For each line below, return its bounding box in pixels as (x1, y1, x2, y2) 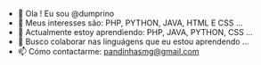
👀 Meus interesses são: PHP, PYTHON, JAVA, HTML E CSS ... (17, 18, 243, 28)
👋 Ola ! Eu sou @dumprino (17, 9, 115, 18)
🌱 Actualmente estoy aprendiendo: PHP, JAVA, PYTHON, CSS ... (17, 27, 254, 37)
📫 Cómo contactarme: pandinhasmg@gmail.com (17, 47, 200, 56)
